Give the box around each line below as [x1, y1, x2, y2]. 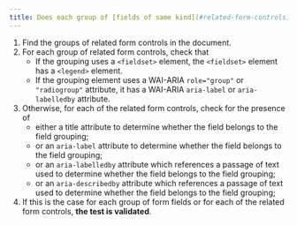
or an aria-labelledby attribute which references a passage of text [34, 159, 280, 169]
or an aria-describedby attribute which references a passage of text [34, 177, 284, 188]
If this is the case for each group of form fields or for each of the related [21, 196, 285, 207]
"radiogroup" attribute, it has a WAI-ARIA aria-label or [34, 84, 236, 94]
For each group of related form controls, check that [21, 46, 209, 57]
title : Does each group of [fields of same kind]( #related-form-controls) [9, 12, 291, 22]
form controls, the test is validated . [21, 206, 152, 216]
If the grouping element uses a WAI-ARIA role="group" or [34, 74, 245, 85]
